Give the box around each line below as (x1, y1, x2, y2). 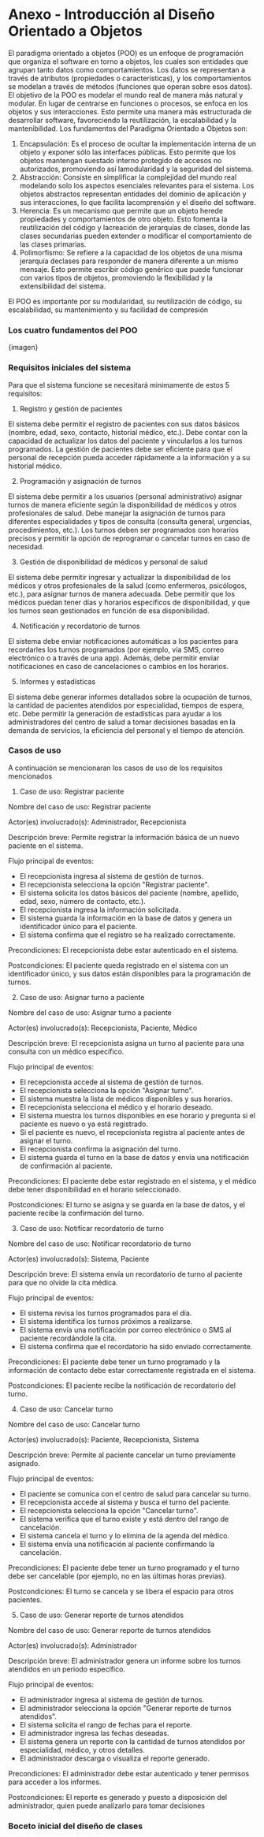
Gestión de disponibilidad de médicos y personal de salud (19, 557, 208, 567)
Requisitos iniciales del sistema (8, 363, 132, 374)
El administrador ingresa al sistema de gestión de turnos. (19, 1694, 205, 1704)
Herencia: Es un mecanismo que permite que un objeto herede (19, 206, 223, 215)
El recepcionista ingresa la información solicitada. (19, 905, 181, 914)
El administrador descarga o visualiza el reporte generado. (19, 1753, 210, 1763)
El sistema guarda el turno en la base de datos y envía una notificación (19, 1152, 250, 1162)
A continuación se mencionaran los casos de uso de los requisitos (8, 763, 223, 772)
